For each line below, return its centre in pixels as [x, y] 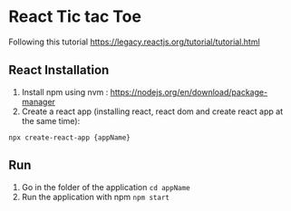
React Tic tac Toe [75, 17]
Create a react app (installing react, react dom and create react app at [152, 111]
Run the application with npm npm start [95, 197]
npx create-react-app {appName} [69, 138]
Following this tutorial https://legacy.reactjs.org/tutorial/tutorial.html [134, 42]
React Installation [59, 70]
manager [39, 101]
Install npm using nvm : [65, 91]
